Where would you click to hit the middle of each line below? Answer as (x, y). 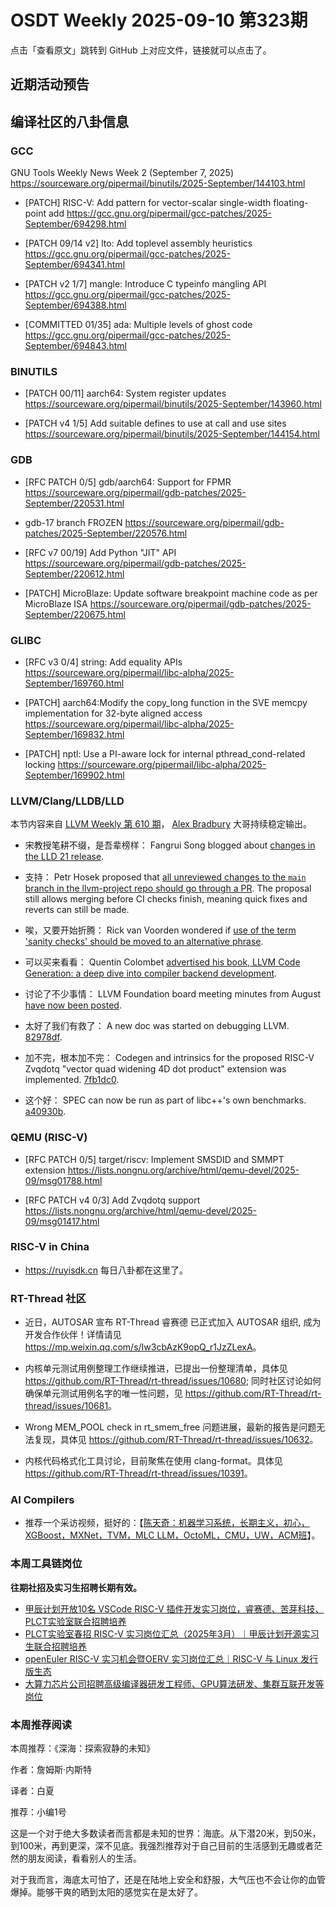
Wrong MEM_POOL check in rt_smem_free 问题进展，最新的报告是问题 (170, 1427)
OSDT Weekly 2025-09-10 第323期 (159, 20)
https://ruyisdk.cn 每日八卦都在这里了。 (106, 1270)
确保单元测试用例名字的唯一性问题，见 (103, 1393)
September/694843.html (75, 346)
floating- (291, 203)
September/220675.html (75, 614)
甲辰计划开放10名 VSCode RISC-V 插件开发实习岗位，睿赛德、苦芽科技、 (174, 1608)
